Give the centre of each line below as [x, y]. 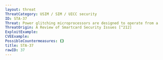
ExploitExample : [21, 32]
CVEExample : [17, 37]
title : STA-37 [20, 45]
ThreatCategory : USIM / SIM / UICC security [51, 14]
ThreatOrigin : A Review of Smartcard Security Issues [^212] [69, 28]
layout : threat [20, 9]
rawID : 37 [15, 50]
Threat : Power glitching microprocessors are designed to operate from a [82, 23]
